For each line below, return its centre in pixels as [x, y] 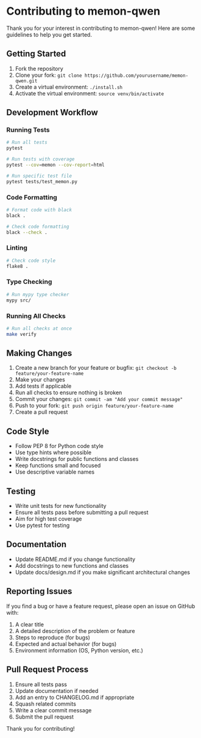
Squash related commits [45, 704]
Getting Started [36, 54]
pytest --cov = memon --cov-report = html [55, 165]
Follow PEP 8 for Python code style [59, 446]
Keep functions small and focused [58, 466]
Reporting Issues [39, 591]
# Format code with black [39, 210]
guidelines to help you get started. [49, 34]
